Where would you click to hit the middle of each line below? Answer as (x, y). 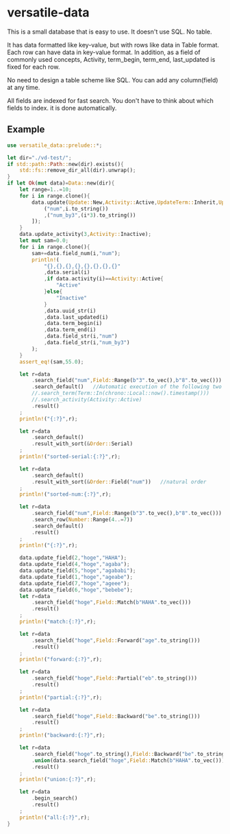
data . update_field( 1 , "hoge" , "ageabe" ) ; (76, 577)
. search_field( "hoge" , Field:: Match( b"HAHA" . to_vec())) (112, 603)
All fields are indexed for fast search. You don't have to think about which (110, 100)
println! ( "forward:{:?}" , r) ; (61, 660)
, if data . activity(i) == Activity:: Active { (104, 279)
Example (26, 129)
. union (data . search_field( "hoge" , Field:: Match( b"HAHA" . (113, 760)
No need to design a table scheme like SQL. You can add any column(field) (113, 80)
